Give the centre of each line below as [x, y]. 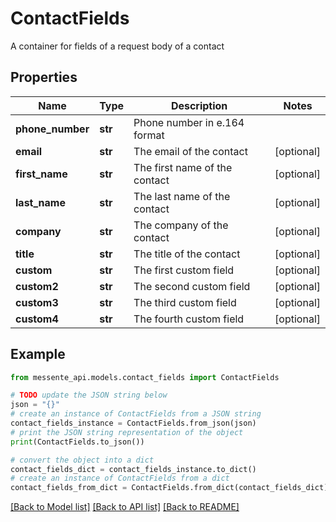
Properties [44, 77]
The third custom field [185, 302]
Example [38, 354]
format [149, 135]
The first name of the [183, 167]
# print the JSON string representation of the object [127, 432]
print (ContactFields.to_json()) [77, 442]
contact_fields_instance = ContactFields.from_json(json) [133, 423]
